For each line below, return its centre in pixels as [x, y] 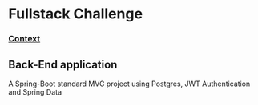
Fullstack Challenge [75, 14]
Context [24, 39]
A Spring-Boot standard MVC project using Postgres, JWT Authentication [129, 84]
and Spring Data [35, 91]
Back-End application [63, 64]
